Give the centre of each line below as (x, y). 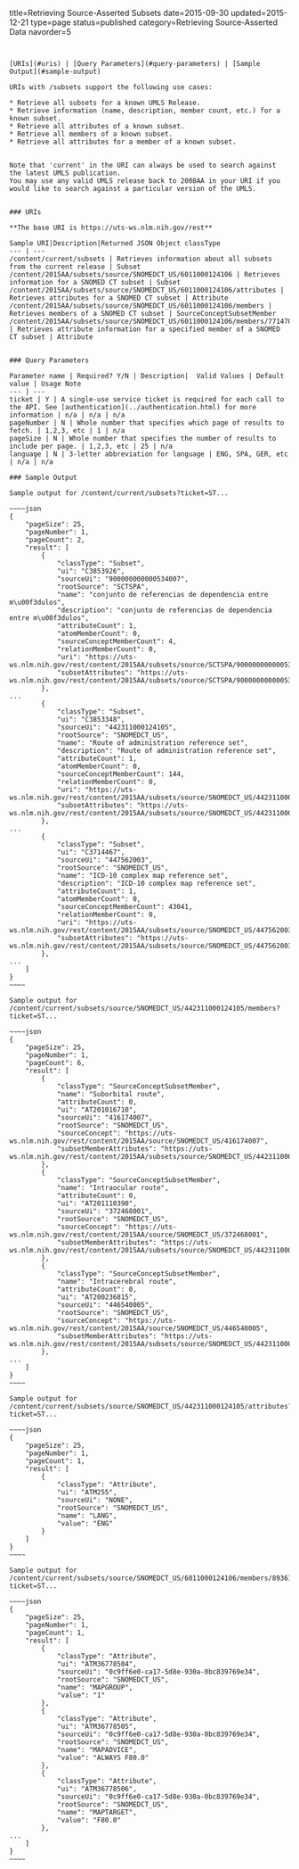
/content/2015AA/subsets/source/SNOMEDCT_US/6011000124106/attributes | (147, 290)
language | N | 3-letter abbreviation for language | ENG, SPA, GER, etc (149, 454)
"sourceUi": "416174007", (105, 1118)
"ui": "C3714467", (91, 852)
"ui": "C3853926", (91, 571)
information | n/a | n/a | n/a (67, 415)
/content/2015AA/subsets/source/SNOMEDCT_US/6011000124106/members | (141, 306)
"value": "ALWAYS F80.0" (103, 1757)
